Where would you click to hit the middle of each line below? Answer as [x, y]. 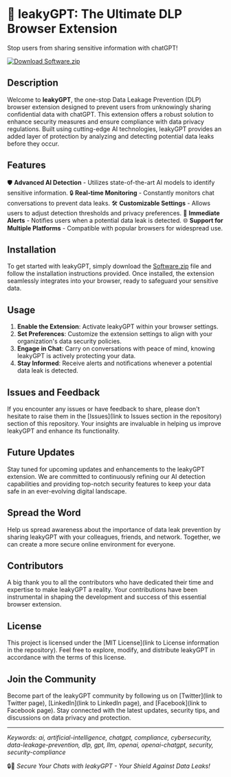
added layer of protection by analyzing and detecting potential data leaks [111, 136]
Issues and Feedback [54, 392]
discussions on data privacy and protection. [69, 718]
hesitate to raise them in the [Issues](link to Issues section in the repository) [114, 416]
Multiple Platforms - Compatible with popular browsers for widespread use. [115, 228]
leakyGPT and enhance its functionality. [64, 431]
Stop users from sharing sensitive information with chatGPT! [92, 48]
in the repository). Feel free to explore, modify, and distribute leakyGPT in [111, 650]
